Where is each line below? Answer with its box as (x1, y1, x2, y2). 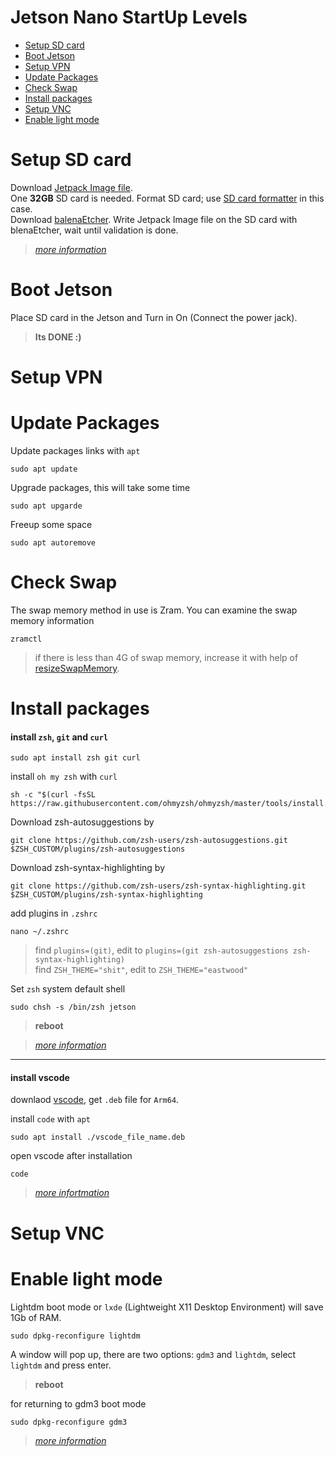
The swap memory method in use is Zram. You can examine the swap (10, 604, 298, 616)
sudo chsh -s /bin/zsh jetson (10, 1002, 137, 1013)
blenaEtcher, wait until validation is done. (10, 224, 179, 236)
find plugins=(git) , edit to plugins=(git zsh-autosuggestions (34, 944, 289, 956)
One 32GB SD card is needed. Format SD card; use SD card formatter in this (10, 192, 325, 204)
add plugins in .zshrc (10, 907, 98, 920)
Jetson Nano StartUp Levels (10, 6, 248, 29)
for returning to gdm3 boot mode (10, 1397, 147, 1410)
